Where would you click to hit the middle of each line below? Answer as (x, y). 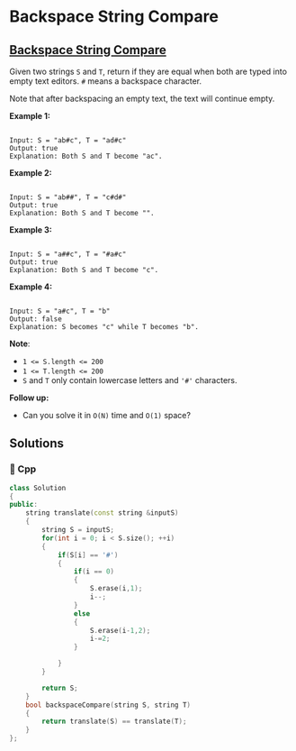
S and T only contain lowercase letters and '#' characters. (130, 380)
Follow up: (29, 398)
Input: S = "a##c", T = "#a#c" (68, 254)
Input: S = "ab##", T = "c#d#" (68, 197)
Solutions (37, 444)
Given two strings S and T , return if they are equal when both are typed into (148, 71)
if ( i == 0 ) (94, 572)
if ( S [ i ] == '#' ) (88, 555)
